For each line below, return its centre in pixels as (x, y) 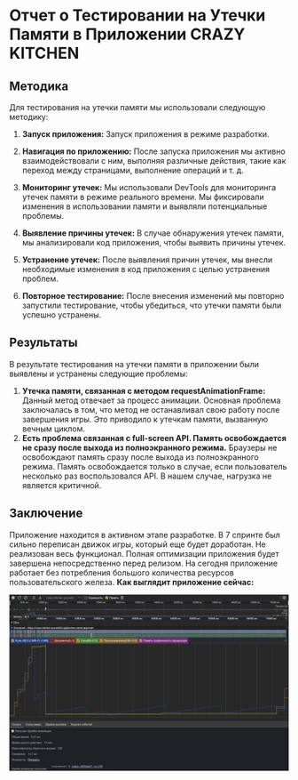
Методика (39, 86)
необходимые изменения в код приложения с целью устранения (146, 269)
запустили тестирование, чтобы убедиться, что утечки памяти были (152, 305)
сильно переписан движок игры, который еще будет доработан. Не (137, 544)
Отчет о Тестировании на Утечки (137, 16)
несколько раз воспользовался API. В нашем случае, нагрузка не (147, 476)
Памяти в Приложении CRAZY (127, 34)
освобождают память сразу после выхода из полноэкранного (140, 457)
